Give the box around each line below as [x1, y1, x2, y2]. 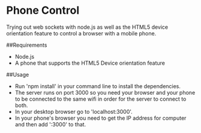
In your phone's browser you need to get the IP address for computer [14, 114, 187, 122]
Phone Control [6, 4, 80, 17]
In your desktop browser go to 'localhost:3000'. [14, 108, 133, 115]
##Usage [6, 71, 29, 78]
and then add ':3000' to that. [14, 120, 86, 128]
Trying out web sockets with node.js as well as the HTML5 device [6, 23, 169, 31]
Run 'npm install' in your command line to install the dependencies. [14, 82, 181, 90]
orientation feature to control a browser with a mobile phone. [6, 29, 157, 37]
